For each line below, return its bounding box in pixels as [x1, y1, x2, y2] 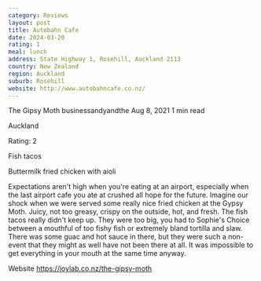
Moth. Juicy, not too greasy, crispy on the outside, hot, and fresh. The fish [8, 207, 248, 217]
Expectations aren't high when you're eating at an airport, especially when [8, 182, 249, 192]
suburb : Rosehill [8, 77, 65, 85]
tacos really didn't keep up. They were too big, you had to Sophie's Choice [8, 215, 250, 224]
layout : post [8, 19, 51, 27]
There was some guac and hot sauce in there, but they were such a [8, 232, 226, 242]
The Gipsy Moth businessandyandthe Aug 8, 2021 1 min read [8, 106, 205, 115]
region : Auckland [8, 70, 65, 78]
